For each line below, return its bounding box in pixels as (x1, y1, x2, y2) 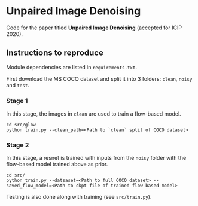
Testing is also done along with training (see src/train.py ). (6, 193, 152, 201)
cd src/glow (6, 122, 36, 128)
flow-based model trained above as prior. (6, 160, 108, 168)
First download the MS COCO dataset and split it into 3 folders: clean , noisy (6, 75, 193, 82)
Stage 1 (6, 96, 28, 105)
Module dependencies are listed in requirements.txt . (6, 63, 138, 71)
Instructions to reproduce (6, 48, 103, 58)
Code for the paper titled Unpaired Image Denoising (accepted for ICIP (6, 24, 182, 31)
